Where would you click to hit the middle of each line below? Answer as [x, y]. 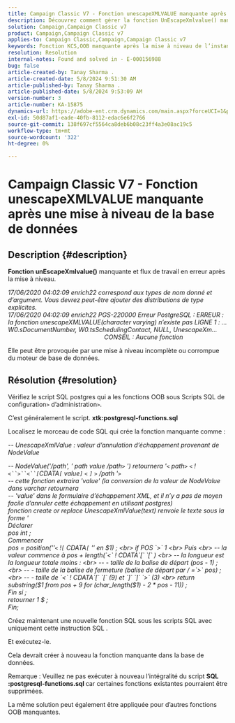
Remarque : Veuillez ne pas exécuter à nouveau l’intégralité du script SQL [113, 676]
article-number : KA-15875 [45, 105]
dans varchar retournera [43, 488]
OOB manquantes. [34, 712]
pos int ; [20, 533]
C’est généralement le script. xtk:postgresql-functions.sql [93, 417]
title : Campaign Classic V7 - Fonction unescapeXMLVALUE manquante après [117, 14]
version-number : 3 [35, 99]
